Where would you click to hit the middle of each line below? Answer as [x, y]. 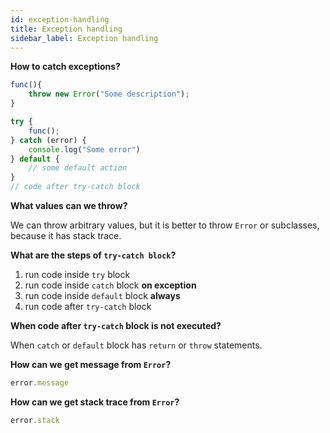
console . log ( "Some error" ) [84, 149]
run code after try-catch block [88, 306]
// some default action [78, 168]
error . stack [35, 420]
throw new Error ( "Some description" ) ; [109, 94]
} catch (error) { [48, 140]
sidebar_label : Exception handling [84, 38]
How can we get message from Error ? [91, 364]
